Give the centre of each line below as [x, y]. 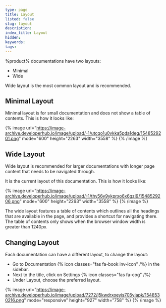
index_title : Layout [27, 33]
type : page [16, 10]
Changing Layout [32, 243]
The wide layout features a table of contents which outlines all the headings [82, 211]
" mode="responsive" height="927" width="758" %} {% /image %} [93, 300]
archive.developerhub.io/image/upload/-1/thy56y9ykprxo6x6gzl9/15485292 [83, 196]
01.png [12, 139]
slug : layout [19, 24]
